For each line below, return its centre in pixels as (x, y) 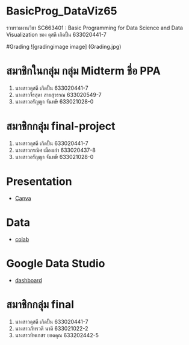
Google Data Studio (56, 263)
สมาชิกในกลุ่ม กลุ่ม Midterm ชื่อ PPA (83, 71)
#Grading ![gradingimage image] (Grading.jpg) (64, 46)
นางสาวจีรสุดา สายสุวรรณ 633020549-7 (58, 95)
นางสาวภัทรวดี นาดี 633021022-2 (51, 328)
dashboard (28, 280)
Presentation (39, 181)
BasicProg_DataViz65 (62, 11)
